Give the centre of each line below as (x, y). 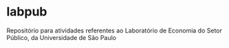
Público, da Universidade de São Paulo (62, 37)
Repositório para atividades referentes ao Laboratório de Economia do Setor (115, 30)
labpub (27, 12)
